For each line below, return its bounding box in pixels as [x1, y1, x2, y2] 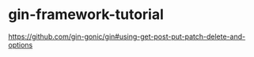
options [8, 40, 33, 49]
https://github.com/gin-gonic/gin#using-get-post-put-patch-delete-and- [8, 32, 246, 41]
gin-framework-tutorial [8, 6, 165, 24]
